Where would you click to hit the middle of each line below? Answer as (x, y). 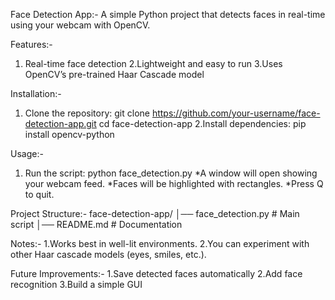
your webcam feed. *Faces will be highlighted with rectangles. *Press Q (174, 183)
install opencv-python (69, 134)
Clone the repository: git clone (87, 113)
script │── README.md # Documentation (96, 224)
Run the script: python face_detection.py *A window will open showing (171, 173)
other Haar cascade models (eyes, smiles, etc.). (108, 254)
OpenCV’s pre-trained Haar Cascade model (114, 74)
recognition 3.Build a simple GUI (76, 284)
